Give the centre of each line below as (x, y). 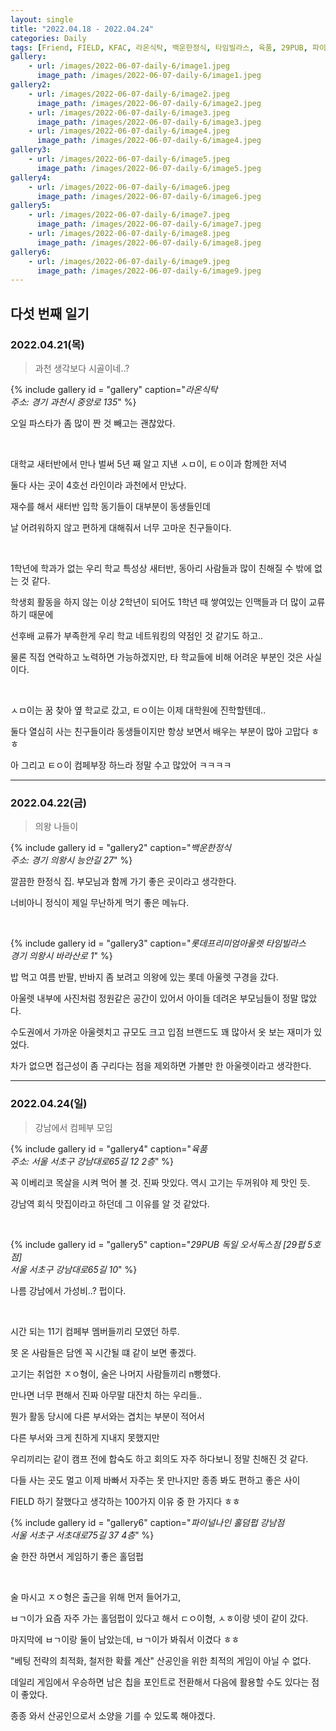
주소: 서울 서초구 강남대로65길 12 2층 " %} (92, 1161)
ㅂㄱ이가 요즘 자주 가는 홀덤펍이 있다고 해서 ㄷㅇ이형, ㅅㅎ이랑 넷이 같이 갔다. (159, 1618)
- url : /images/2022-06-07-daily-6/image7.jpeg (129, 215)
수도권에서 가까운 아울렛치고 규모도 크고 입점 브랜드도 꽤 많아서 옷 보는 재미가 (161, 1032)
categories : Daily (48, 38)
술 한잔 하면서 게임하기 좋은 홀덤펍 (77, 1556)
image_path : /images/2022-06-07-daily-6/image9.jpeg (149, 271)
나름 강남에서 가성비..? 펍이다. (68, 1290)
